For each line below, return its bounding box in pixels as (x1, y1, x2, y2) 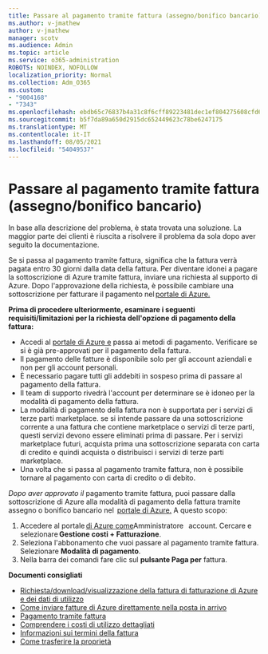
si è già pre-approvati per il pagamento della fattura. (19, 346, 191, 355)
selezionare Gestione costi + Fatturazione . (19, 529, 162, 539)
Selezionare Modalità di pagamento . (19, 546, 141, 556)
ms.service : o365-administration (8, 57, 120, 65)
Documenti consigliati (8, 570, 83, 580)
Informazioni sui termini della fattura (19, 628, 139, 638)
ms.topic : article (8, 49, 69, 57)
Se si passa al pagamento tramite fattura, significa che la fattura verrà (8, 256, 238, 265)
